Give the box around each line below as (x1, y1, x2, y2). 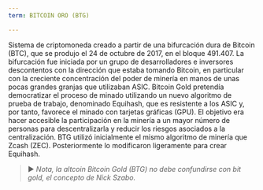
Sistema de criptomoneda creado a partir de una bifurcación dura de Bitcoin (8, 40, 256, 50)
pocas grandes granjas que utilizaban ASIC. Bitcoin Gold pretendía (8, 82, 224, 91)
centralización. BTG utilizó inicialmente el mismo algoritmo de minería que (8, 132, 248, 142)
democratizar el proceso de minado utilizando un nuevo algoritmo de (8, 90, 232, 99)
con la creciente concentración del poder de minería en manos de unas (8, 73, 240, 83)
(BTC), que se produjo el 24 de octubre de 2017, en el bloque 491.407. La (8, 48, 244, 58)
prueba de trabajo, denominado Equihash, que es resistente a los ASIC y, (8, 99, 246, 108)
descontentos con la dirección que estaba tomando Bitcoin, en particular (8, 65, 244, 75)
